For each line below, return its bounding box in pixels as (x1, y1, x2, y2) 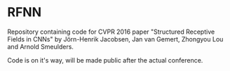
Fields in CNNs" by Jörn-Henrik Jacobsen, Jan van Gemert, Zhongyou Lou (7, 34, 224, 43)
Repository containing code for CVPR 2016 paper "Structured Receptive (7, 27, 215, 36)
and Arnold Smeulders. (7, 42, 74, 51)
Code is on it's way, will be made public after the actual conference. (7, 56, 203, 64)
